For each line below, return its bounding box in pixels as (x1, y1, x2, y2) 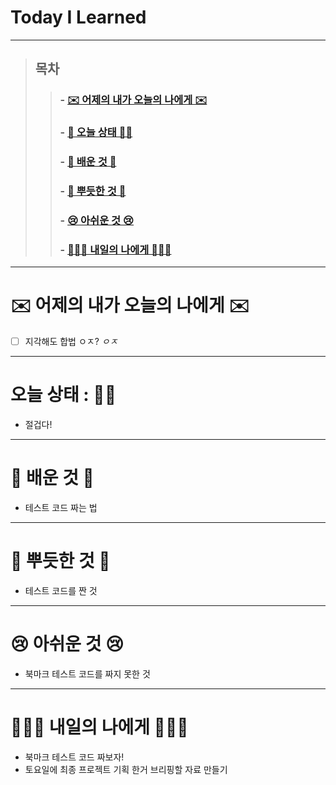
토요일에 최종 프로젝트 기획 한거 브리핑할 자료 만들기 (24, 763, 228, 775)
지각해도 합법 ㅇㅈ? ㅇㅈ (24, 336, 118, 348)
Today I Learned (10, 6, 147, 29)
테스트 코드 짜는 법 (24, 502, 98, 514)
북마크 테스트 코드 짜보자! (24, 751, 125, 763)
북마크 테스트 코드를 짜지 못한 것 (24, 667, 151, 680)
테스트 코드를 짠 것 (24, 585, 98, 597)
